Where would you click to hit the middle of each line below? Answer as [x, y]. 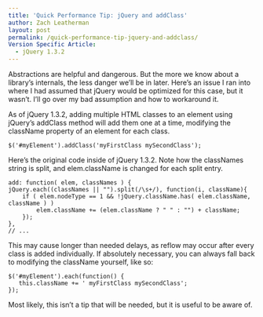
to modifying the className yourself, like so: [81, 262]
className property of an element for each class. [89, 131]
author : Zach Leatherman [49, 23]
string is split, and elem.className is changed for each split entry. [116, 168]
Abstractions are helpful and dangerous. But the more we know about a [124, 74]
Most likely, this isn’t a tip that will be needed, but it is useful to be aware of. [130, 304]
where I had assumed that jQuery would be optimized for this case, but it [126, 91]
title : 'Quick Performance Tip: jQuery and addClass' [98, 15]
